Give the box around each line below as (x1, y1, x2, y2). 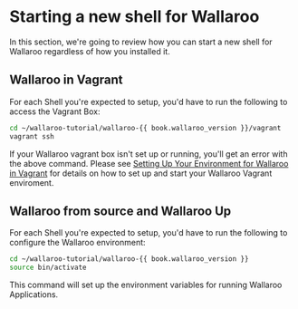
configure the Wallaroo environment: (9, 237, 147, 248)
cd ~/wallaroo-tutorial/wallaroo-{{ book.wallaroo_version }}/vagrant (9, 123, 282, 132)
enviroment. (9, 177, 54, 188)
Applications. (9, 289, 59, 300)
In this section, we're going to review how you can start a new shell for (9, 36, 274, 47)
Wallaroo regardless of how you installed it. (9, 45, 170, 56)
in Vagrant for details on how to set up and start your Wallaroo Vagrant (9, 168, 273, 179)
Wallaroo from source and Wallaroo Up (9, 203, 232, 218)
